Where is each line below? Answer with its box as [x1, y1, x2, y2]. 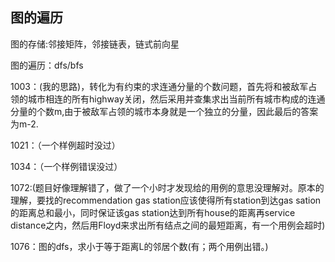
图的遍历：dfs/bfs [10, 59, 84, 71]
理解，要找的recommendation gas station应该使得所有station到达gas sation [10, 194, 322, 206]
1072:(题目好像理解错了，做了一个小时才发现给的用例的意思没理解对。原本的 [10, 181, 325, 193]
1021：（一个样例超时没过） [10, 139, 121, 151]
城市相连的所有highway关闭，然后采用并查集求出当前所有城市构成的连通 [27, 93, 326, 105]
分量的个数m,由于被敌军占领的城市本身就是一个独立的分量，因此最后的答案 [10, 105, 319, 117]
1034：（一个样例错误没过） [10, 160, 123, 172]
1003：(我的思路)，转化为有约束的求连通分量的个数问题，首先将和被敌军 [10, 80, 309, 92]
